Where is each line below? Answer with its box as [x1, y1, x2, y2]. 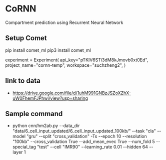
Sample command [5, 109, 63, 118]
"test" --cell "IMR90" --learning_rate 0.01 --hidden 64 [36, 144, 148, 150]
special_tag [12, 144, 36, 150]
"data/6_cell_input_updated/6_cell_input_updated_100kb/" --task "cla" [12, 128, 156, 134]
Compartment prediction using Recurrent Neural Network [5, 19, 123, 25]
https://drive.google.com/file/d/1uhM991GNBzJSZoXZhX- [12, 90, 131, 96]
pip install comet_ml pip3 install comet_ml [5, 47, 91, 53]
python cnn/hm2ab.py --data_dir [12, 123, 80, 129]
